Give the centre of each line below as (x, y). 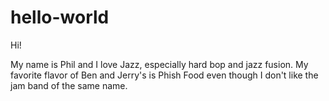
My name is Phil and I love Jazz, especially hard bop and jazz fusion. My (159, 64)
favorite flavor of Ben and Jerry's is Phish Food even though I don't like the (164, 75)
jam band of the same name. (69, 85)
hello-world (60, 17)
